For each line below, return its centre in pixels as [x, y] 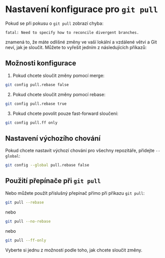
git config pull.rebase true [36, 104]
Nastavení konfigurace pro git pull [82, 9]
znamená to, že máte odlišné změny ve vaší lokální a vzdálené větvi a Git [81, 42]
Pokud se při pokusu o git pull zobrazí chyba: [54, 23]
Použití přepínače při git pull [53, 181]
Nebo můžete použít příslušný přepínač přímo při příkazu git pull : [75, 193]
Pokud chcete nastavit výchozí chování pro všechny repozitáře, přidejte [80, 151]
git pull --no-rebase [28, 221]
